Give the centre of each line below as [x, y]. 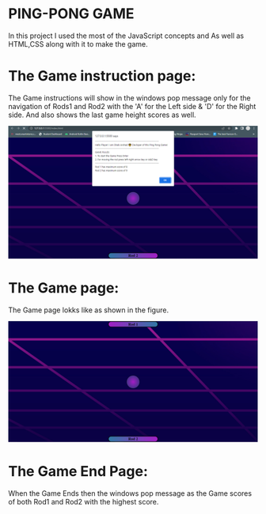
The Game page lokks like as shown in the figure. [88, 310]
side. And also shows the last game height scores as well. [102, 115]
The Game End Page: [78, 471]
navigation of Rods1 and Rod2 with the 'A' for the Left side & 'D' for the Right [132, 106]
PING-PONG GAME [71, 14]
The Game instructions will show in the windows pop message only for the [129, 98]
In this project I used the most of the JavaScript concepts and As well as [126, 36]
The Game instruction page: [102, 76]
